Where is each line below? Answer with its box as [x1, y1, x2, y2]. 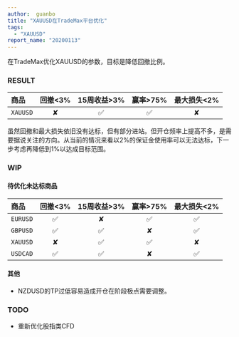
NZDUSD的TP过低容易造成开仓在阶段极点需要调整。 [17, 286, 171, 295]
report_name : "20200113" [7, 37, 81, 44]
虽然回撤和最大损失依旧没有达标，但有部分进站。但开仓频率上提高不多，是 [7, 127, 225, 135]
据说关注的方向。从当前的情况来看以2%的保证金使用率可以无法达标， [13, 136, 217, 145]
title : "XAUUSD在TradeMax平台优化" [7, 17, 108, 24]
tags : [7, 24, 23, 31]
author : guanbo [7, 10, 55, 18]
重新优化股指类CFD [17, 322, 75, 331]
